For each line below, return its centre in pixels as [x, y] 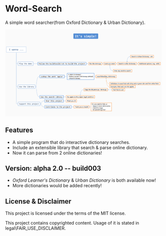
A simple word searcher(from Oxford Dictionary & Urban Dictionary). [75, 22]
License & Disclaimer [38, 201]
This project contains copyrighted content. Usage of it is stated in [72, 223]
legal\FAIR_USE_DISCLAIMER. [36, 228]
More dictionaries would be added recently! [57, 186]
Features [19, 130]
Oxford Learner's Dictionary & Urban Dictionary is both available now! [84, 180]
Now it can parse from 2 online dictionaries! [57, 153]
